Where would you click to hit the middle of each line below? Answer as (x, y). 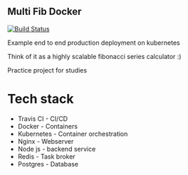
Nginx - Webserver (46, 141)
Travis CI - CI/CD (43, 118)
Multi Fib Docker (45, 12)
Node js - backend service (57, 149)
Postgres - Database (48, 164)
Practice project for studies (47, 70)
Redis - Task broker (47, 157)
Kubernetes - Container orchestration (73, 134)
